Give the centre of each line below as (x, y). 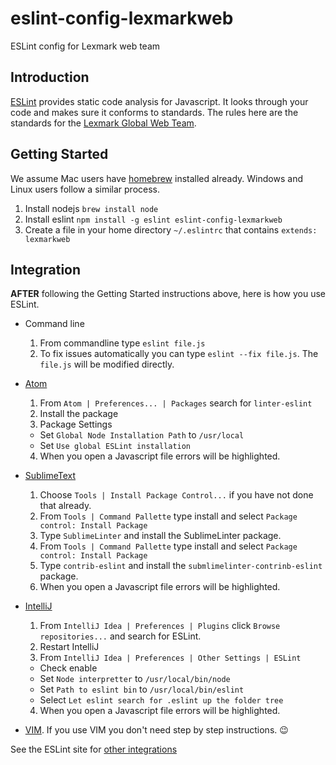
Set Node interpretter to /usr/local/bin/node (135, 679)
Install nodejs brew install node (91, 208)
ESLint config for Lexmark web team (85, 46)
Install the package (79, 414)
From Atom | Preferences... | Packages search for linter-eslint (176, 403)
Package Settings (76, 424)
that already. (65, 506)
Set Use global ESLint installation (115, 446)
